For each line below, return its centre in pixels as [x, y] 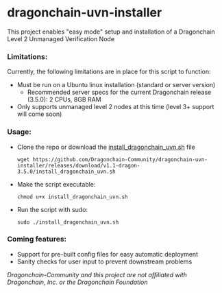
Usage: [20, 132]
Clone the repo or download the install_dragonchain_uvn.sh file [106, 147]
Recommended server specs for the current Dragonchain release [119, 92]
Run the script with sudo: [52, 209]
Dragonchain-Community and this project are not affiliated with [97, 274]
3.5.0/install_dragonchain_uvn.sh [66, 172]
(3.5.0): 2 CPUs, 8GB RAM [64, 99]
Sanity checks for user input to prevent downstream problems [104, 261]
